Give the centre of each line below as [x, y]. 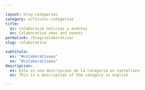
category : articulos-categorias [39, 19]
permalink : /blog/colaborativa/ [39, 38]
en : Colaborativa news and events [46, 33]
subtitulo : [17, 52]
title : [12, 24]
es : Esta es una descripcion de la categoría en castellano [75, 71]
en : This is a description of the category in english [69, 75]
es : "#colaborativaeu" [34, 56]
